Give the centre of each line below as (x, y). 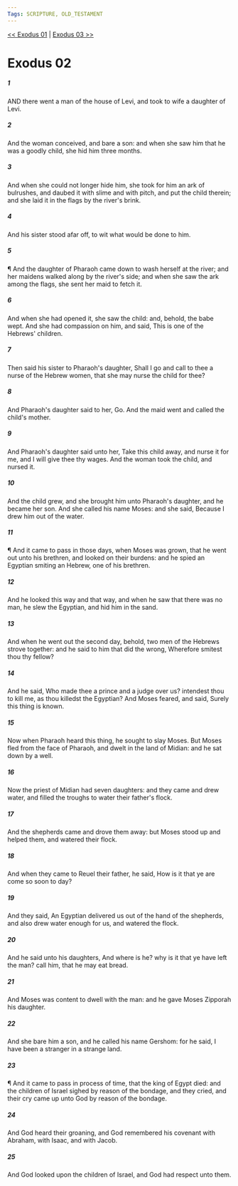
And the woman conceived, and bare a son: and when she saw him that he (117, 143)
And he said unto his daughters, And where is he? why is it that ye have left (117, 958)
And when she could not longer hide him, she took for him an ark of (106, 185)
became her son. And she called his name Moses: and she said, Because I (116, 508)
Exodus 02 (39, 63)
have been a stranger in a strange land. (65, 1049)
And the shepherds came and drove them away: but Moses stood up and (114, 832)
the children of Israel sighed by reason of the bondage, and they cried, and (117, 1091)
